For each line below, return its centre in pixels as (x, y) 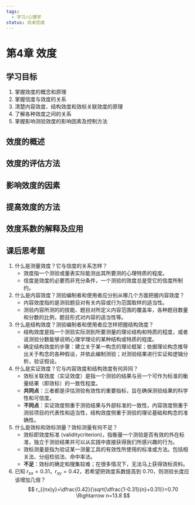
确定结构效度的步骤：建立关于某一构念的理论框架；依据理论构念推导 (106, 346)
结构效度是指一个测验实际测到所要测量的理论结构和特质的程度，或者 (106, 332)
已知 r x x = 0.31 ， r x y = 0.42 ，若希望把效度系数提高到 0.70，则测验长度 (99, 472)
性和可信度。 (39, 398)
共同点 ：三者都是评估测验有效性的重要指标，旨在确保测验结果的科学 (106, 390)
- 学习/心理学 (26, 17)
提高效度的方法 (33, 207)
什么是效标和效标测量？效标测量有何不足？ (66, 427)
